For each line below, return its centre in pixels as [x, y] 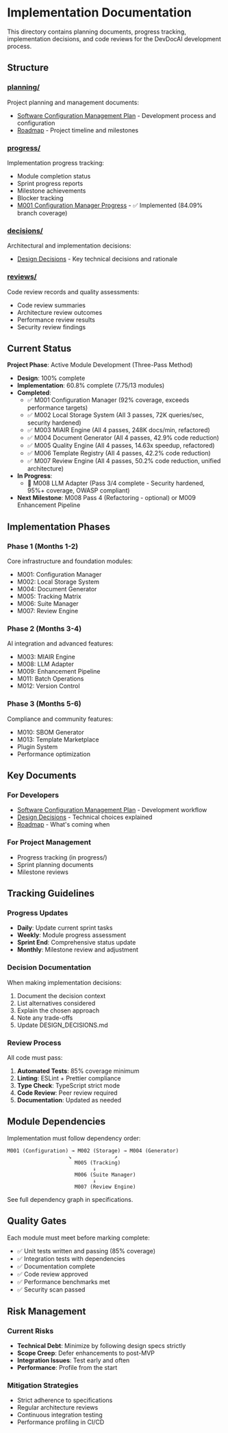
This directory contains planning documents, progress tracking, [97, 32]
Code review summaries [51, 305]
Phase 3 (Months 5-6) [44, 704]
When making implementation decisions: [64, 982]
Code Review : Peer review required [67, 1093]
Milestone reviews [42, 872]
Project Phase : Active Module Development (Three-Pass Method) [100, 365]
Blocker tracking [40, 198]
